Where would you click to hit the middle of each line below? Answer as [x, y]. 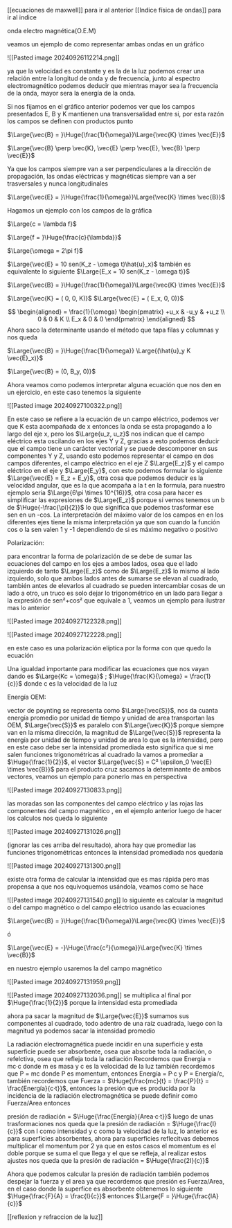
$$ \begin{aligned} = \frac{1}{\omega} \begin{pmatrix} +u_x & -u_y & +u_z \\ [116, 312]
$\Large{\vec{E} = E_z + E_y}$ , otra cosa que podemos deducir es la [105, 478]
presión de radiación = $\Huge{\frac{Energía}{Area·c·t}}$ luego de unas [110, 1116]
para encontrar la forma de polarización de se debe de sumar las [100, 556]
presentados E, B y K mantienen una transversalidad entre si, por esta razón [116, 114]
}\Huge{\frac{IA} [195, 1196]
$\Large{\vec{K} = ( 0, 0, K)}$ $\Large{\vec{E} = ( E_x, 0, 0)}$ [96, 298]
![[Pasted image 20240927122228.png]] [65, 634]
